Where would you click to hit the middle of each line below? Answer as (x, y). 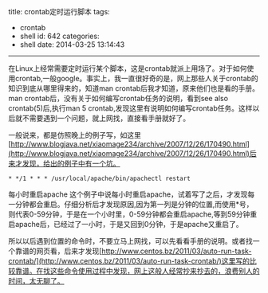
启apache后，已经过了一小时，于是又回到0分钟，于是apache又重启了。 (126, 224)
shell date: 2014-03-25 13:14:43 (72, 45)
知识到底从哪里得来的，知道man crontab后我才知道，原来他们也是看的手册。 (134, 88)
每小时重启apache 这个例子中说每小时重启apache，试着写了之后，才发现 (128, 194)
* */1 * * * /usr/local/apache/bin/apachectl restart (100, 178)
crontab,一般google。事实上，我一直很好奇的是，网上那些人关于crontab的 (137, 78)
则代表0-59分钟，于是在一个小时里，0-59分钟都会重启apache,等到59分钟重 (133, 214)
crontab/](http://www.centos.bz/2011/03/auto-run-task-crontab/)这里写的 (129, 261)
